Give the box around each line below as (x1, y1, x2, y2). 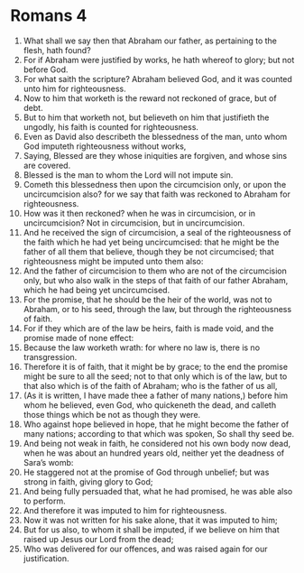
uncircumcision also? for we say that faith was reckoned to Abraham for (23, 189, 291, 199)
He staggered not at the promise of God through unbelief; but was (23, 467, 270, 477)
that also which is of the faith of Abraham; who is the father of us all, (23, 380, 278, 391)
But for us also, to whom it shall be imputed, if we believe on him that (23, 524, 281, 535)
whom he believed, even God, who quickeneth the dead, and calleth (23, 399, 277, 411)
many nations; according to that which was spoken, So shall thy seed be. (23, 428, 295, 439)
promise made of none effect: (23, 332, 134, 343)
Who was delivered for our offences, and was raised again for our (23, 543, 268, 554)
